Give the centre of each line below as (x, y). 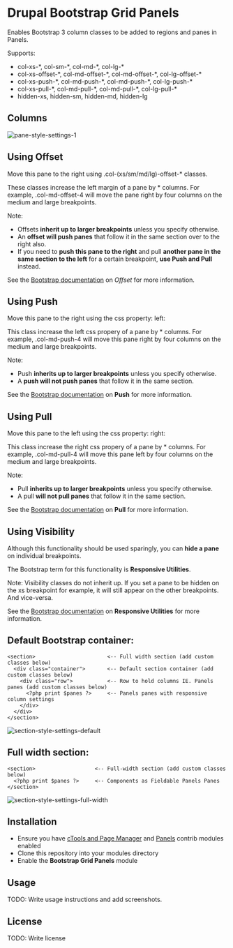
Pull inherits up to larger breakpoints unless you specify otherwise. (115, 489)
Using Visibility (41, 532)
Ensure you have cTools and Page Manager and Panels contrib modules (120, 838)
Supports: (22, 53)
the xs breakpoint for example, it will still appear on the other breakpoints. (113, 590)
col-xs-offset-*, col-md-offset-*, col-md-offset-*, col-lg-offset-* (110, 74)
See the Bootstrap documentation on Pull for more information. (98, 510)
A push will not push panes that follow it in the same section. (105, 381)
